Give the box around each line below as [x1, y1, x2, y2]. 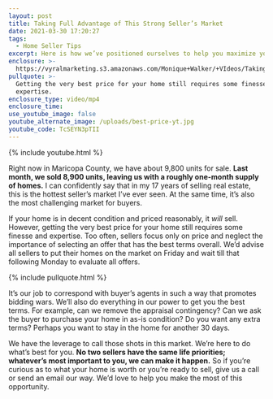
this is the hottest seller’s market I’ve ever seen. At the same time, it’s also [8, 189, 255, 199]
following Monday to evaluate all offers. [8, 257, 141, 267]
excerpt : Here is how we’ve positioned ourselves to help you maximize [8, 50, 256, 58]
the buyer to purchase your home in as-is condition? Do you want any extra [8, 314, 261, 323]
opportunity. [8, 381, 50, 391]
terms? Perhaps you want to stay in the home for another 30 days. [8, 323, 230, 332]
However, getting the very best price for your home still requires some [8, 222, 244, 232]
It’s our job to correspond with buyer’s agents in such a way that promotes [8, 288, 258, 297]
